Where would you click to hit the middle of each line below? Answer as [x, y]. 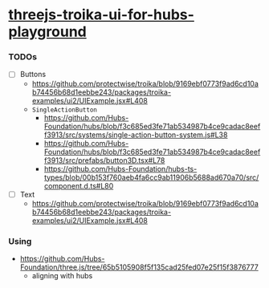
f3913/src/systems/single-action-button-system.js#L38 [136, 135]
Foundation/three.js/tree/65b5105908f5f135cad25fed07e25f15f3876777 [139, 267]
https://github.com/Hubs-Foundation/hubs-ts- [120, 168]
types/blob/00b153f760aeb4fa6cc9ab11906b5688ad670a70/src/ [151, 177]
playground [47, 32]
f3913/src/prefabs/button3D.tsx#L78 [104, 160]
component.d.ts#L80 [79, 185]
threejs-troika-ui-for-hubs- [102, 15]
